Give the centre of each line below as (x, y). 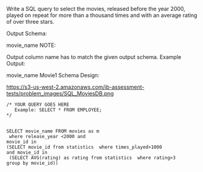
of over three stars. (30, 22)
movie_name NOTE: (31, 45)
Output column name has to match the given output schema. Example (94, 57)
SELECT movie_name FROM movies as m (53, 131)
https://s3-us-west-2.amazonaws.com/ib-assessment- (75, 87)
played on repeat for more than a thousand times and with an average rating (102, 15)
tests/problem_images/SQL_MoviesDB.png (60, 93)
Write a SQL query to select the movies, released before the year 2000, (96, 9)
